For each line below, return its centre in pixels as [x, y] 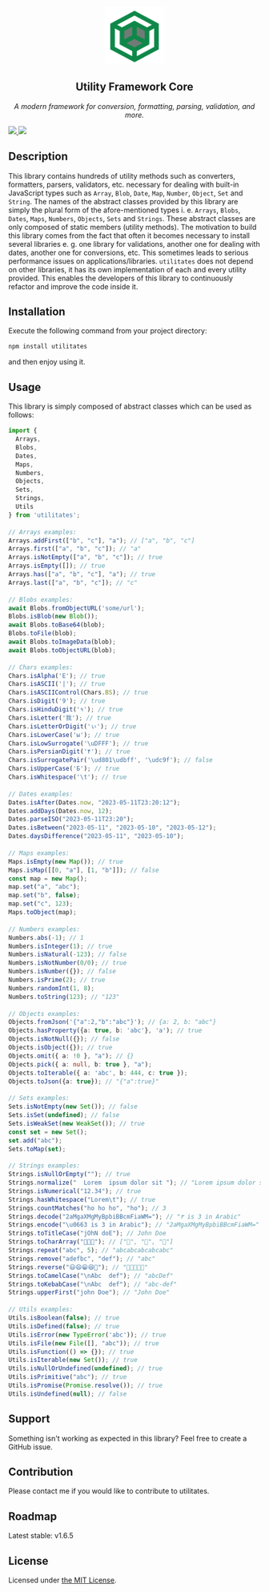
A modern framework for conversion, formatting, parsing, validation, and [134, 106]
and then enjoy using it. [47, 362]
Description [38, 157]
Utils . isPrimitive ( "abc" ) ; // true [68, 1377]
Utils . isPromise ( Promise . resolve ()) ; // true [85, 1385]
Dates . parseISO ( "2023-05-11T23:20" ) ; [71, 820]
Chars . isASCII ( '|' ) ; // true [57, 684]
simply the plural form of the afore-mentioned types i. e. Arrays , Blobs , [124, 210]
